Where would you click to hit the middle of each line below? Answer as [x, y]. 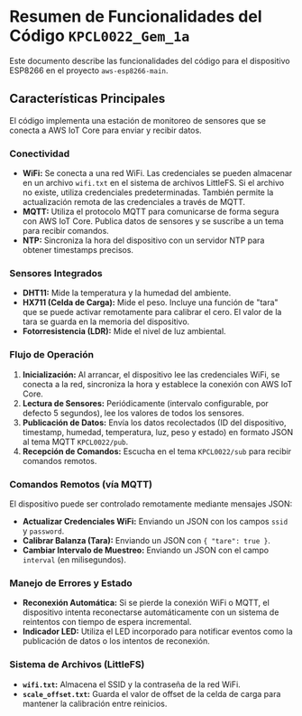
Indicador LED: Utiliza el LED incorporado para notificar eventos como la [157, 632]
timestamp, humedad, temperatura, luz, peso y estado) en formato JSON [158, 432]
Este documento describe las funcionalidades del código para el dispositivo [150, 60]
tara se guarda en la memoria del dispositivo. [106, 321]
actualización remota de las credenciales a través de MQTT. [134, 202]
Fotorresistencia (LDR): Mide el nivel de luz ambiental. [124, 331]
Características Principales [87, 99]
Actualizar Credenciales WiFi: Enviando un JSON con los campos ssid [155, 521]
